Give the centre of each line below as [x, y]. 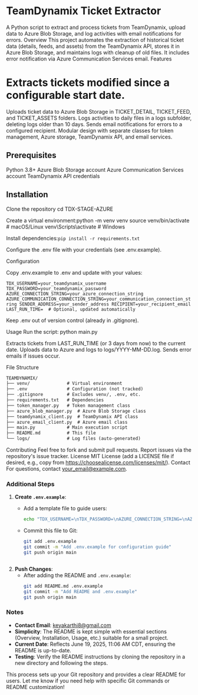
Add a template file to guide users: [65, 509]
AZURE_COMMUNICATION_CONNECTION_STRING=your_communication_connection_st [99, 299]
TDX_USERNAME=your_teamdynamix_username [57, 283]
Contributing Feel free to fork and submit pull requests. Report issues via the [99, 450]
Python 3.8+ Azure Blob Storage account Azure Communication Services [95, 169]
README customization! [35, 687]
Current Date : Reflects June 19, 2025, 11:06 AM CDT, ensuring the [95, 644]
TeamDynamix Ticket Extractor [84, 11]
